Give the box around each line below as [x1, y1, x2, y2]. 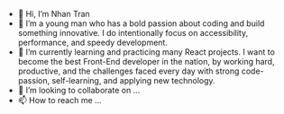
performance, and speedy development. [17, 37, 169, 48]
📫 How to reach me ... [17, 95, 102, 105]
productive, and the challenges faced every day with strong [17, 66, 240, 76]
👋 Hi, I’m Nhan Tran [17, 9, 90, 19]
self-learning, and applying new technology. [51, 75, 215, 85]
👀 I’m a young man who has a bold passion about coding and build [17, 18, 265, 29]
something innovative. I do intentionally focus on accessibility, [17, 28, 249, 38]
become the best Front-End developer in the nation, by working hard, [17, 57, 275, 66]
